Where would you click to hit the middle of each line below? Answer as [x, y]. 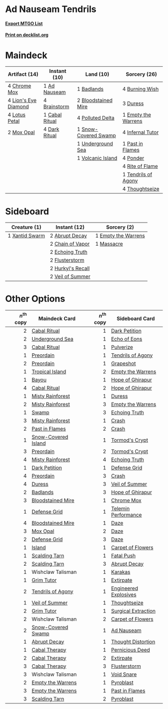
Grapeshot [123, 363]
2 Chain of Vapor [70, 244]
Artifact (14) [23, 74]
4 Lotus [17, 115]
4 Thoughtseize [141, 189]
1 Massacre [109, 244]
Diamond [18, 107]
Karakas [120, 572]
